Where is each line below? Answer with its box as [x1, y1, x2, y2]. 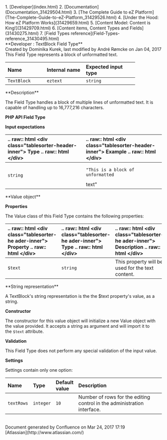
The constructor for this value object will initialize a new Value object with [5, 318, 156, 324]
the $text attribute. [5, 328, 44, 334]
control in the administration [78, 400, 144, 407]
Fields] [130, 25, 144, 31]
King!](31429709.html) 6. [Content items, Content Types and [5, 25, 129, 31]
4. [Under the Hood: [117, 14, 159, 20]
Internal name [47, 66, 81, 73]
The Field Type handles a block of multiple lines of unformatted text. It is [5, 99, 154, 105]
